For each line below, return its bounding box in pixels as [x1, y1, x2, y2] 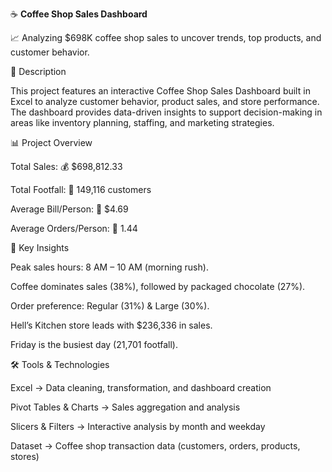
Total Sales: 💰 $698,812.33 [10, 161, 123, 172]
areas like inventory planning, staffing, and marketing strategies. [10, 117, 275, 128]
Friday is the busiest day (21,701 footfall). [10, 339, 178, 350]
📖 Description [10, 66, 67, 77]
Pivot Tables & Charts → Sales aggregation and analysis [10, 401, 241, 413]
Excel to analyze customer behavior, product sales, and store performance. [10, 96, 320, 107]
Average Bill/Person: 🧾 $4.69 [10, 203, 129, 215]
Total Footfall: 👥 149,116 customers [10, 184, 152, 195]
